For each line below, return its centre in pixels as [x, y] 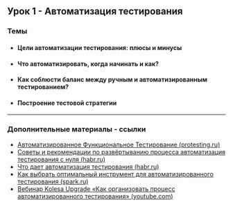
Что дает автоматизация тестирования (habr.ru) [88, 167]
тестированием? [43, 87]
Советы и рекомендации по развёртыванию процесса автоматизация [121, 151]
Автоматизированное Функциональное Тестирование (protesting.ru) [119, 144]
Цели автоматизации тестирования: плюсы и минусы [100, 47]
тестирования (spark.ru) [53, 181]
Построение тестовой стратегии [67, 103]
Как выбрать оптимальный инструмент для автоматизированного [115, 174]
